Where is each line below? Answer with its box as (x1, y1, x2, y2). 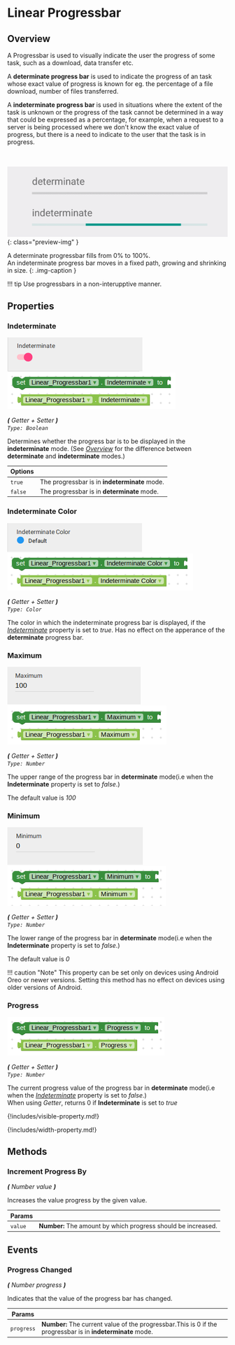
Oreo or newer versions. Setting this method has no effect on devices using (7, 976, 225, 984)
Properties (7, 300, 55, 312)
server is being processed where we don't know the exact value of (7, 123, 199, 131)
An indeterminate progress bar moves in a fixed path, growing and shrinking (7, 259, 227, 267)
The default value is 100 (7, 793, 76, 802)
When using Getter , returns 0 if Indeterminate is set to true (7, 1098, 178, 1107)
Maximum (7, 650, 42, 660)
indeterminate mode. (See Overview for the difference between (7, 444, 192, 452)
